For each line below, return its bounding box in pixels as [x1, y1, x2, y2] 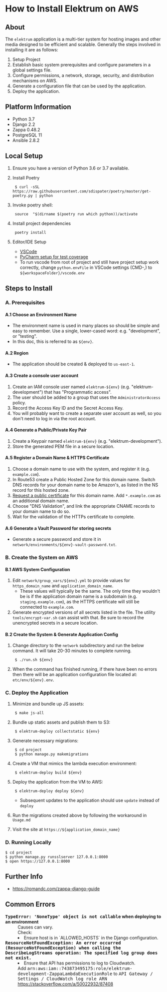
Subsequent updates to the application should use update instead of [19, 797, 160, 803]
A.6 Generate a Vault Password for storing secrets [5, 525, 111, 531]
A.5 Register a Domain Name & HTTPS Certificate [5, 455, 110, 461]
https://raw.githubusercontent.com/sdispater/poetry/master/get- [12, 188, 151, 194]
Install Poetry [12, 174, 40, 180]
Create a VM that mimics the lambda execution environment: [12, 760, 137, 766]
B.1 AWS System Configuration [5, 566, 70, 572]
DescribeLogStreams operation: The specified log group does [5, 950, 158, 956]
